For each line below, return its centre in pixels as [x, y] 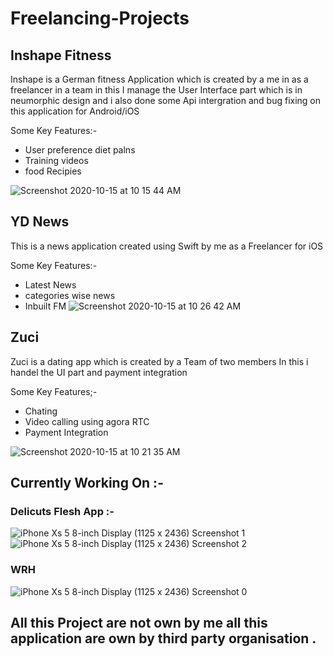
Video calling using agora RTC [87, 421]
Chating [41, 411]
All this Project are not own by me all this [139, 623]
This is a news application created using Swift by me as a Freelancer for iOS [167, 246]
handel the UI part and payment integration [99, 372]
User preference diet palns [80, 150]
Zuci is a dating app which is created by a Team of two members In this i [159, 361]
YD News [40, 222]
